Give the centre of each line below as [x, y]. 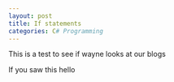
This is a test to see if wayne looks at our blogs [87, 54]
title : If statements [45, 24]
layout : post [30, 16]
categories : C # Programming [56, 31]
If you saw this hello [42, 70]
